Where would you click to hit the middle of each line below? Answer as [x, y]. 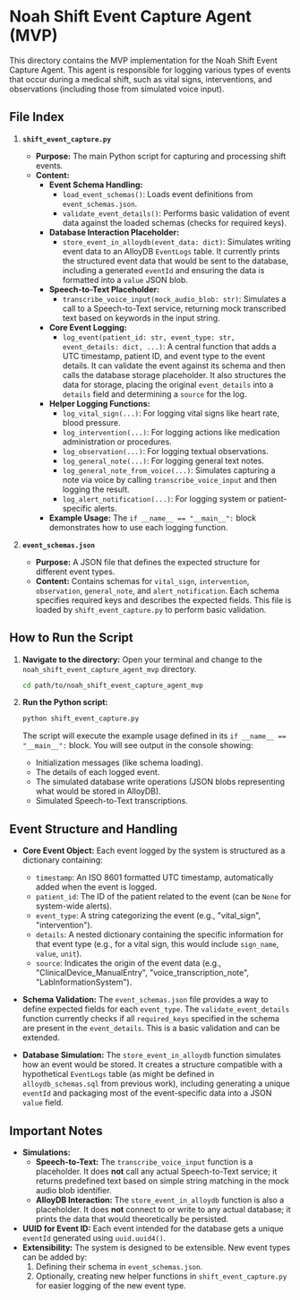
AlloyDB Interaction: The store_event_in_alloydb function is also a [160, 1200]
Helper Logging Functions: [99, 403]
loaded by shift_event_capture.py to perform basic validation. [151, 609]
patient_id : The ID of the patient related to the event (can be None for [163, 897]
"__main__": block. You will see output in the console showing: [137, 745]
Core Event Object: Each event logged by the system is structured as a [154, 851]
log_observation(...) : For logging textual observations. [165, 451]
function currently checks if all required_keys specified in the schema [151, 1019]
